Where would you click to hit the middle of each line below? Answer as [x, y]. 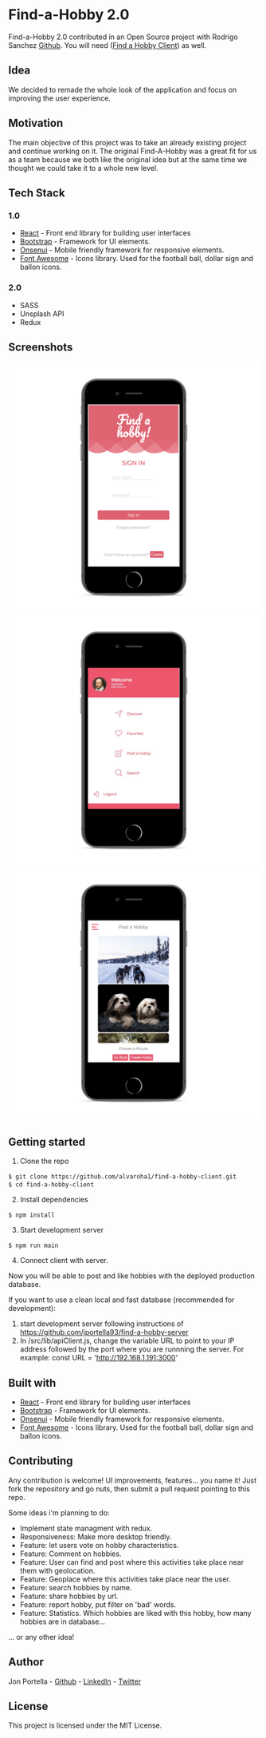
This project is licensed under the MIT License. [85, 1725]
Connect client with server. [64, 1261]
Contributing [41, 1461]
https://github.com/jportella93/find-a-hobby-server [104, 1332]
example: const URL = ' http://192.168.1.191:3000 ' [99, 1358]
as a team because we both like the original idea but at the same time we [128, 159]
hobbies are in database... [63, 1621]
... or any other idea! [41, 1637]
